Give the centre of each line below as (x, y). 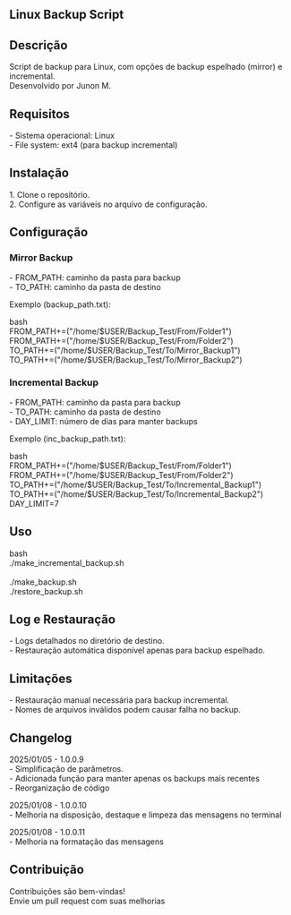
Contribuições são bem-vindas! (67, 891)
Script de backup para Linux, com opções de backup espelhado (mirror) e (146, 67)
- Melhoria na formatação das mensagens (86, 842)
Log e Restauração (63, 620)
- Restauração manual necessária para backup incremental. (120, 700)
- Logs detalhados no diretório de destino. (87, 641)
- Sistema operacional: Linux (62, 136)
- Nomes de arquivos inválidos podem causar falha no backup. (125, 710)
